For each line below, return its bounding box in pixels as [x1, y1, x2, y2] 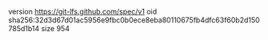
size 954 [41, 24, 70, 33]
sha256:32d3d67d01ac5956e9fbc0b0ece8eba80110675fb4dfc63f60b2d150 [8, 15, 260, 25]
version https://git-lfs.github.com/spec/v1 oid [8, 7, 158, 16]
